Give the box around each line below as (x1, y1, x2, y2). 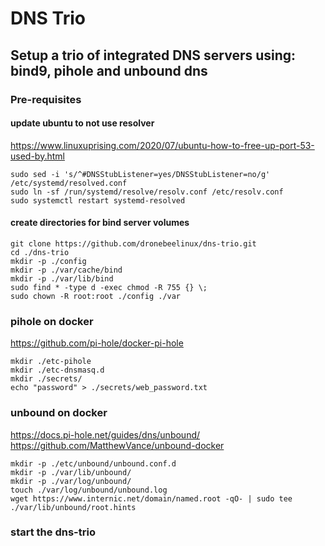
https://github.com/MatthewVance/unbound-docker (10, 439, 225, 451)
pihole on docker (10, 314, 94, 328)
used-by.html (10, 150, 65, 162)
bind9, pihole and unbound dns (10, 62, 208, 79)
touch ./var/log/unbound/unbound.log (10, 485, 168, 495)
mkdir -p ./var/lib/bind (10, 273, 114, 284)
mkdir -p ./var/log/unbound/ (10, 476, 132, 486)
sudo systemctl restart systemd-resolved (10, 195, 186, 206)
